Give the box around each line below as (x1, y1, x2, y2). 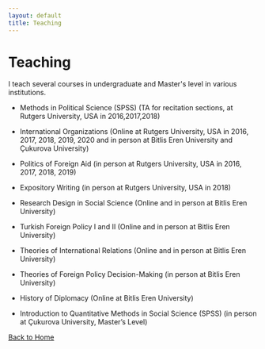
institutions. (8, 88, 46, 98)
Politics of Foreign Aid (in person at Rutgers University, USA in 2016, (19, 159, 242, 169)
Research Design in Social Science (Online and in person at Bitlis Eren (19, 198, 248, 208)
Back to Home (8, 332, 55, 342)
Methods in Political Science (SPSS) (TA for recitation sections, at (19, 103, 233, 113)
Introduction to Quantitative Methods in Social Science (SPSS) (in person (19, 309, 257, 318)
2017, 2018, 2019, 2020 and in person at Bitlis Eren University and (19, 136, 233, 145)
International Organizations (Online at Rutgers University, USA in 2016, (19, 127, 249, 136)
